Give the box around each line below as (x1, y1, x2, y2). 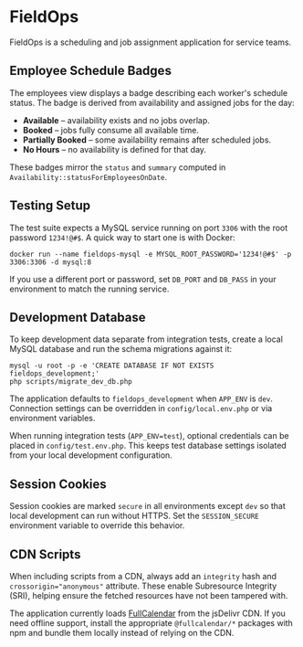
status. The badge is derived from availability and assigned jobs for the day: (9, 97, 295, 108)
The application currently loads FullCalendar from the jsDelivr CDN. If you (9, 608, 286, 619)
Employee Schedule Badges (9, 63, 172, 79)
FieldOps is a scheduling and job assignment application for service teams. (9, 37, 292, 48)
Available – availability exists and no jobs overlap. (22, 114, 210, 125)
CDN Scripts (9, 546, 81, 562)
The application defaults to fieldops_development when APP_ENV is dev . (9, 393, 274, 404)
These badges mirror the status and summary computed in (9, 162, 226, 173)
